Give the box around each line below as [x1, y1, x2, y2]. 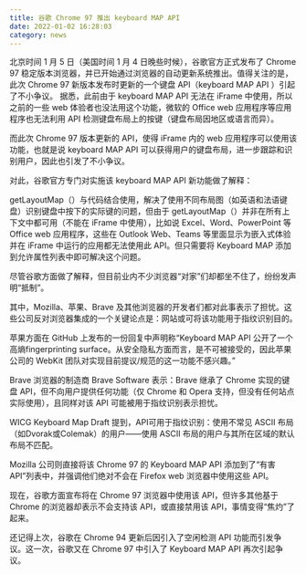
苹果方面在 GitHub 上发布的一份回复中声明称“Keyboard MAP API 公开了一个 [9, 332, 294, 343]
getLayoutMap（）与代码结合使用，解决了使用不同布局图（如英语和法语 [9, 194, 280, 205]
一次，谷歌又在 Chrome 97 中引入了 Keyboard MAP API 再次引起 [33, 544, 276, 555]
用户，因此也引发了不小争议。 [16, 156, 130, 167]
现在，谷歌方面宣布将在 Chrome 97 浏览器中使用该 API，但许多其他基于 [9, 490, 279, 501]
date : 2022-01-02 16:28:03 [9, 22, 112, 31]
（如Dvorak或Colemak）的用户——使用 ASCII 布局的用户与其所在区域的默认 [9, 428, 295, 439]
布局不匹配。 [9, 440, 58, 451]
